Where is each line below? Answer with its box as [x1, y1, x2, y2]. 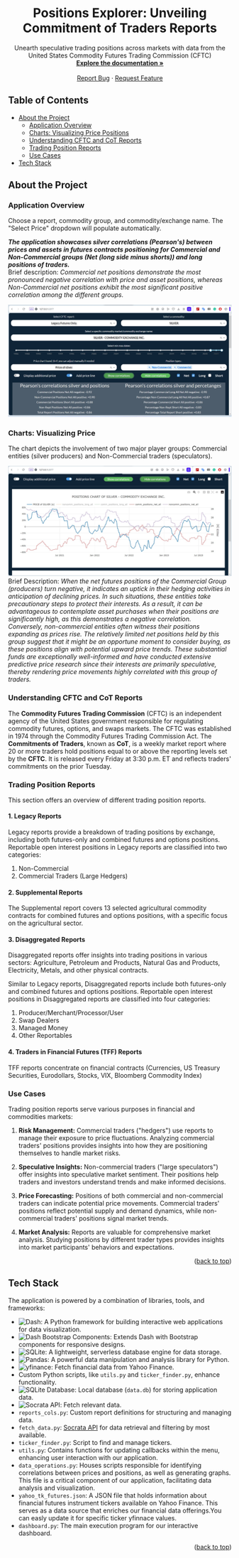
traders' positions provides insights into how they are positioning [18, 1141, 208, 1149]
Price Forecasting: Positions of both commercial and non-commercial [18, 1191, 223, 1200]
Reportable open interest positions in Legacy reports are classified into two [8, 843, 228, 852]
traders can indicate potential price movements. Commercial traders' [18, 1199, 220, 1207]
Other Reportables [18, 1032, 73, 1040]
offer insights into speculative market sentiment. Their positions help [18, 1170, 219, 1179]
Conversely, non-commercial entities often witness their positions [8, 622, 200, 631]
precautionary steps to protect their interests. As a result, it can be [8, 600, 203, 608]
